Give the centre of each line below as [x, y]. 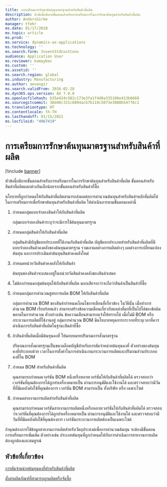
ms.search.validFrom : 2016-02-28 [40, 89]
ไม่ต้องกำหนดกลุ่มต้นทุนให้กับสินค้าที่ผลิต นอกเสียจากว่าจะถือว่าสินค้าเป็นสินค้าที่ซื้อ [80, 283]
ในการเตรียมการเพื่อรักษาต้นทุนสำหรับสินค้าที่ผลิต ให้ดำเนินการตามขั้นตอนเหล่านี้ [71, 202]
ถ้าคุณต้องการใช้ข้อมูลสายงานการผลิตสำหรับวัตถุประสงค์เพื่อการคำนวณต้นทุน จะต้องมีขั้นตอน [80, 429]
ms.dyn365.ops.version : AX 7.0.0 [40, 93]
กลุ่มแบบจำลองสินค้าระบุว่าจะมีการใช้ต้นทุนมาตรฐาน [54, 222]
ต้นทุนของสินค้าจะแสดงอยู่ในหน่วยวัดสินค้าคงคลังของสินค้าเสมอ [64, 273]
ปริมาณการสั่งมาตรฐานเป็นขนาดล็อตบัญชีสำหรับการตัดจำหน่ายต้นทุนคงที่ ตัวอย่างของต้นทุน [86, 346]
